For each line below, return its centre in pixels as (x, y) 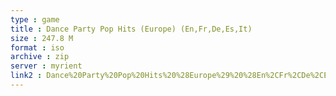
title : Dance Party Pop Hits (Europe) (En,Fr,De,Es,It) (131, 29)
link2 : (26, 76)
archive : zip (40, 57)
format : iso (37, 47)
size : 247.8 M (42, 38)
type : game (35, 19)
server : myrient (46, 66)
